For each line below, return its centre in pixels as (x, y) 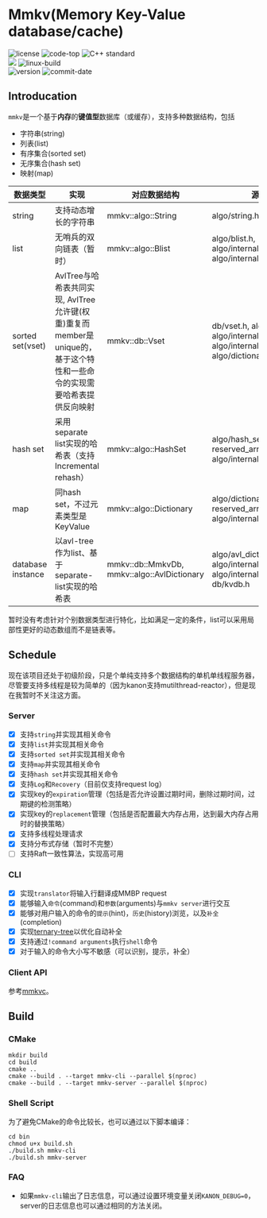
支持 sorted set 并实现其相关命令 (72, 754)
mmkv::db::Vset (136, 341)
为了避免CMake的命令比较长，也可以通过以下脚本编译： (100, 1121)
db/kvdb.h (231, 584)
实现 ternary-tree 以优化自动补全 (71, 932)
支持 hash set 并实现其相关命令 (69, 774)
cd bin (19, 1137)
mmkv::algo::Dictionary (150, 508)
